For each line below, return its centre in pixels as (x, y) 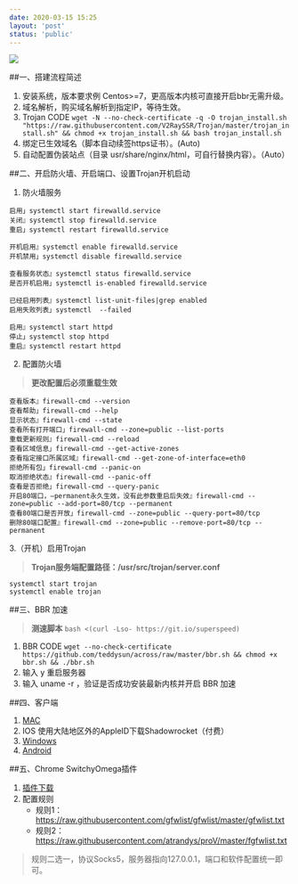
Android (36, 750)
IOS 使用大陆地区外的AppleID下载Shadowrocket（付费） (125, 731)
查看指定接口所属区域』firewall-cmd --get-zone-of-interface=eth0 (128, 458)
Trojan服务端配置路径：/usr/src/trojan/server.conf (125, 568)
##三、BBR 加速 (39, 610)
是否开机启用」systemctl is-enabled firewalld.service (108, 283)
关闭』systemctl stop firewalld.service (83, 221)
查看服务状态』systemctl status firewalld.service (100, 274)
